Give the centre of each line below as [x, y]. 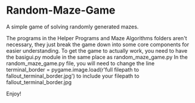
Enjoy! [14, 94]
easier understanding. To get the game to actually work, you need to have [97, 50]
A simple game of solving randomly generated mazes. [72, 27]
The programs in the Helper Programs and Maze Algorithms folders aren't [97, 38]
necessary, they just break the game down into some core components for [98, 44]
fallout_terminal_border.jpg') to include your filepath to [73, 76]
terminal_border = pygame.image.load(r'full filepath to [72, 69]
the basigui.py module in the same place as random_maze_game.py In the [97, 57]
